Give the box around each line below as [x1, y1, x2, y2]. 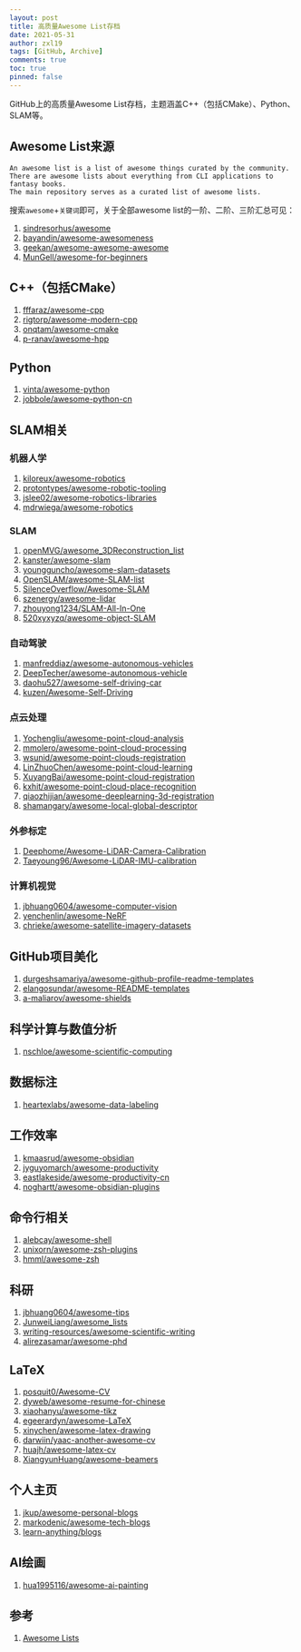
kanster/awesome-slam [22, 555, 112, 565]
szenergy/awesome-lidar [22, 594, 116, 605]
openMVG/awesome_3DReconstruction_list [22, 546, 184, 556]
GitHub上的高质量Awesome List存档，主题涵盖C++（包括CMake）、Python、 [9, 98, 296, 109]
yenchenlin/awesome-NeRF [22, 910, 127, 921]
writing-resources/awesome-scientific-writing [22, 1326, 196, 1337]
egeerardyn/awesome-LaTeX [22, 1415, 131, 1426]
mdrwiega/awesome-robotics [22, 501, 134, 513]
